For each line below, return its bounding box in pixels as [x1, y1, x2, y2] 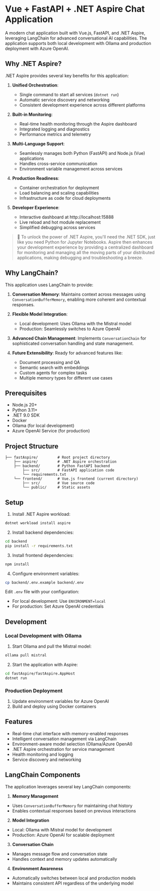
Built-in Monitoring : [12, 111, 53, 117]
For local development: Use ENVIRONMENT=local [12, 598, 106, 604]
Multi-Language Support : [12, 141, 65, 147]
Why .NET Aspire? [5, 60, 62, 68]
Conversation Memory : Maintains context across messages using [12, 291, 146, 297]
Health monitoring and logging [12, 751, 74, 757]
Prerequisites [5, 389, 47, 397]
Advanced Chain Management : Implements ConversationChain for [12, 335, 146, 341]
